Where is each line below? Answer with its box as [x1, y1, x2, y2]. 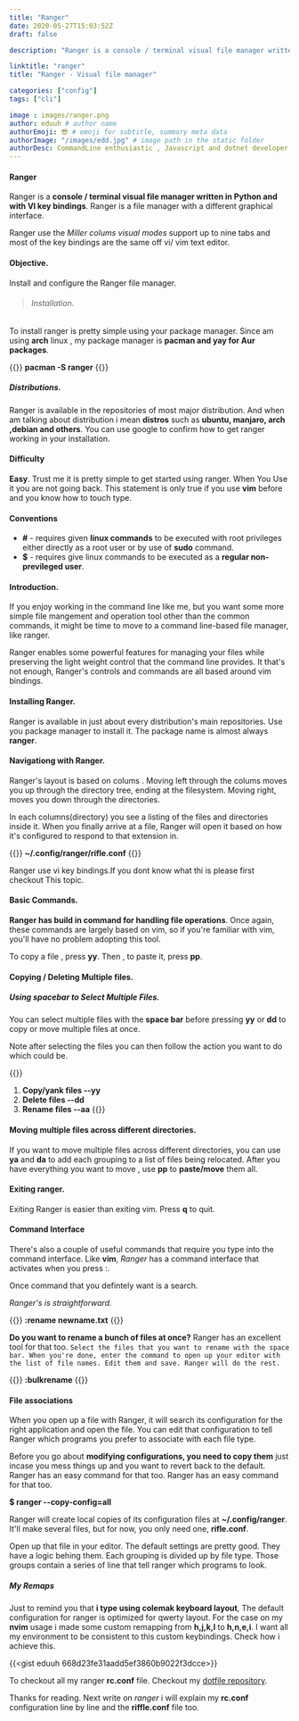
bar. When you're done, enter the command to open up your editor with [9, 1351, 280, 1360]
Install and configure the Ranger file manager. [9, 278, 177, 288]
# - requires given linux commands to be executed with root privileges [21, 533, 282, 544]
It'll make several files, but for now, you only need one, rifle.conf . [9, 1524, 249, 1534]
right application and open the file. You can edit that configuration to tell [9, 1425, 273, 1435]
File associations [9, 1394, 74, 1406]
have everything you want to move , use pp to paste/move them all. [9, 1163, 258, 1174]
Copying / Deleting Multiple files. [9, 971, 133, 982]
